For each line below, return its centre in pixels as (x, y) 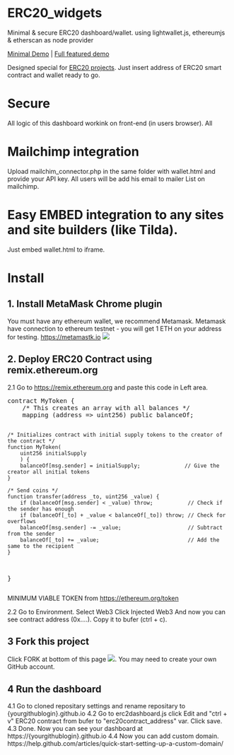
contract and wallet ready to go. (54, 75)
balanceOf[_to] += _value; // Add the (120, 540)
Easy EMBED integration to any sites (116, 215)
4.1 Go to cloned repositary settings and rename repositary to (96, 706)
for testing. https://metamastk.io (54, 336)
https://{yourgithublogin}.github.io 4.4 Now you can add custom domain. (113, 736)
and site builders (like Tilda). (93, 230)
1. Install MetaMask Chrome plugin (85, 304)
